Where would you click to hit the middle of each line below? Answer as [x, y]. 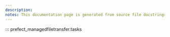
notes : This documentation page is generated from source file [73, 15]
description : [19, 10]
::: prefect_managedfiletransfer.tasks [44, 29]
